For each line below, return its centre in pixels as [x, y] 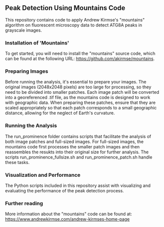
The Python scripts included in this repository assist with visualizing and [78, 186]
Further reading [24, 203]
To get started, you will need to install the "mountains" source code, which [80, 54]
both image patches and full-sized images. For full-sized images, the [74, 142]
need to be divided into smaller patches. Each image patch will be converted [82, 92]
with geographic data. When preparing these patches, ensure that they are [80, 103]
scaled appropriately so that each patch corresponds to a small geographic [81, 108]
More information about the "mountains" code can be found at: [69, 214]
